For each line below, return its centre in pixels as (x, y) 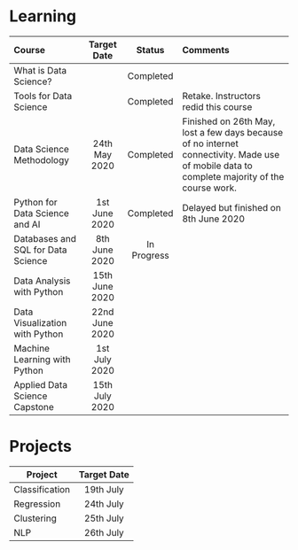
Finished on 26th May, (228, 121)
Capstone (34, 407)
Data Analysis (42, 281)
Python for (35, 202)
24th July (104, 504)
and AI (27, 224)
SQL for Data (41, 250)
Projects (41, 447)
